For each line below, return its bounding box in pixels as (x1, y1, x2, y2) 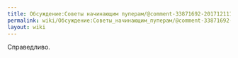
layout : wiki (7, 23, 46, 30)
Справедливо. (7, 43, 51, 52)
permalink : (7, 17, 40, 24)
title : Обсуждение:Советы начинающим (7, 10, 119, 18)
